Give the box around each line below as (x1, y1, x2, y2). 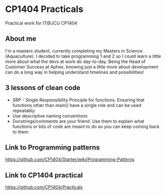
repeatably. (12, 107, 36, 113)
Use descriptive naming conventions (12, 112, 88, 118)
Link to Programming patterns (5, 143, 100, 151)
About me (5, 34, 36, 43)
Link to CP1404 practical (5, 171, 83, 179)
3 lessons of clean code (5, 83, 81, 92)
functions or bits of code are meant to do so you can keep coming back (12, 123, 160, 129)
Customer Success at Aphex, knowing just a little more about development (5, 63, 159, 69)
